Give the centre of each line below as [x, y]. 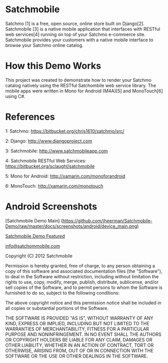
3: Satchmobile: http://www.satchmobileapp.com [57, 151]
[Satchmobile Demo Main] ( [34, 221]
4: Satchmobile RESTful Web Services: [46, 161]
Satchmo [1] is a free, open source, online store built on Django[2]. [75, 23]
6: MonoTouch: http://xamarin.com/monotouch [54, 186]
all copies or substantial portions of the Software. [57, 308]
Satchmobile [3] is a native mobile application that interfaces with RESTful [83, 29]
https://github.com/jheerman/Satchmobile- [107, 221]
